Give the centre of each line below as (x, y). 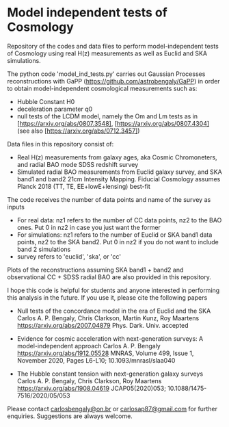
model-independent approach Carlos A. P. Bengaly (89, 346)
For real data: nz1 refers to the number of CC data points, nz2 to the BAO (119, 220)
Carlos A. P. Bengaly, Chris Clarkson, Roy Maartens (89, 380)
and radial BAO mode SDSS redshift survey (78, 164)
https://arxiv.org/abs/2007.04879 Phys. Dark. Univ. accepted (103, 325)
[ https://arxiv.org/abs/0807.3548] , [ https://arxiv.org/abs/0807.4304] (113, 123)
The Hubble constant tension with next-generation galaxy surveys (110, 374)
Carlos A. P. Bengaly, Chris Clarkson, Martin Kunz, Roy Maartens (108, 318)
